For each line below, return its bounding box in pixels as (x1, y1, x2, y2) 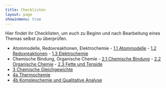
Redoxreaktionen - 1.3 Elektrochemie (12, 50, 88, 56)
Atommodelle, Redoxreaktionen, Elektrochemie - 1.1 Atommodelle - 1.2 (12, 45, 156, 51)
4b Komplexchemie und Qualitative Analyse (12, 77, 102, 83)
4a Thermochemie (12, 72, 51, 78)
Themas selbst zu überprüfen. (5, 35, 67, 41)
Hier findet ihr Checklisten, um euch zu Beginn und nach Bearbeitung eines (5, 30, 160, 36)
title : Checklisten (5, 7, 46, 12)
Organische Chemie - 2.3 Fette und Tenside (12, 61, 102, 67)
